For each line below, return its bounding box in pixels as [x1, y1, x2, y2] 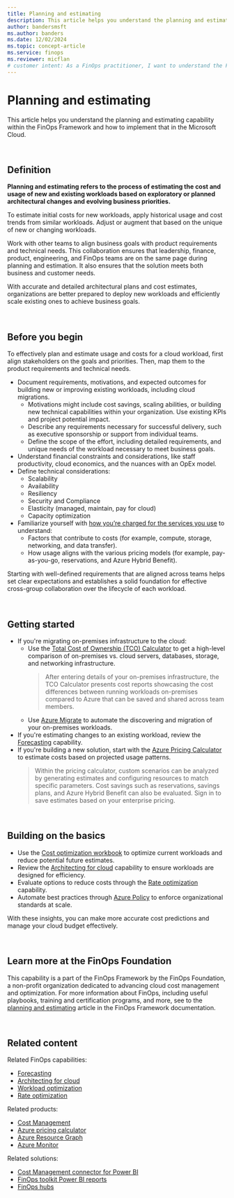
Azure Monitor [17, 1141, 59, 1149]
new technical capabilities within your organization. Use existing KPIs [27, 408, 226, 416]
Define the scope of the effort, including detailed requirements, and [27, 437, 221, 446]
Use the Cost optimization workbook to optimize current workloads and [17, 848, 223, 856]
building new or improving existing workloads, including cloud [17, 386, 196, 394]
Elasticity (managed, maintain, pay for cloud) [27, 504, 157, 513]
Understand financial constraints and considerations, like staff [17, 452, 196, 461]
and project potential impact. [27, 415, 111, 423]
